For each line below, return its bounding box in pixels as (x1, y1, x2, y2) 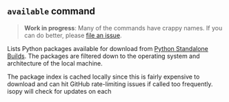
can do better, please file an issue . (23, 31, 122, 39)
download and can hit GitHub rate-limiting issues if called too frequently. (7, 79, 213, 88)
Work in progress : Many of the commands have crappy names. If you (23, 23, 223, 32)
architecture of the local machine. (7, 59, 103, 68)
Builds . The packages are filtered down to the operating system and (7, 52, 200, 60)
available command (7, 6, 95, 17)
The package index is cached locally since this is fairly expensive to (7, 72, 200, 81)
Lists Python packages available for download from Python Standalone (7, 44, 208, 52)
